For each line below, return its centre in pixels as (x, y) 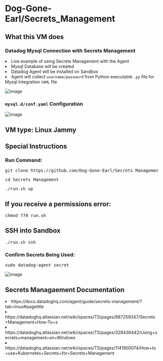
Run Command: (24, 160)
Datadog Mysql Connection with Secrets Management (70, 51)
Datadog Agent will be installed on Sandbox (55, 72)
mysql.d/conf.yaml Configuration (44, 104)
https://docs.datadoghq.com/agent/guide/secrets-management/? (77, 301)
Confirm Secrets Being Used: (40, 254)
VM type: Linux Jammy (41, 130)
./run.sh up (19, 189)
